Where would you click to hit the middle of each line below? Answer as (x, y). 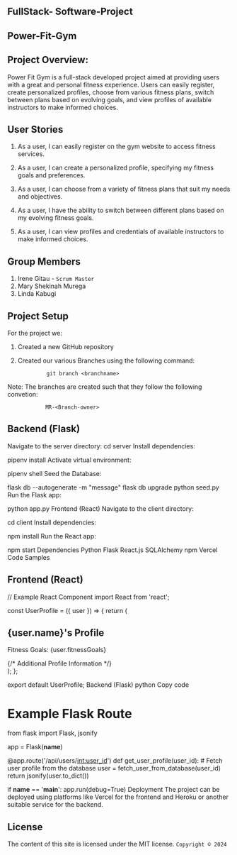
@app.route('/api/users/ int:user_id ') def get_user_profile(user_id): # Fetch (115, 761)
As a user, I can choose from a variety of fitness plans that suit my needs (124, 189)
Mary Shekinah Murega (52, 286)
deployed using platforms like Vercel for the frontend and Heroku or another (118, 797)
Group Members (44, 261)
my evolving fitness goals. (56, 218)
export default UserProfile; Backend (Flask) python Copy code (98, 685)
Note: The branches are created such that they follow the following (105, 387)
